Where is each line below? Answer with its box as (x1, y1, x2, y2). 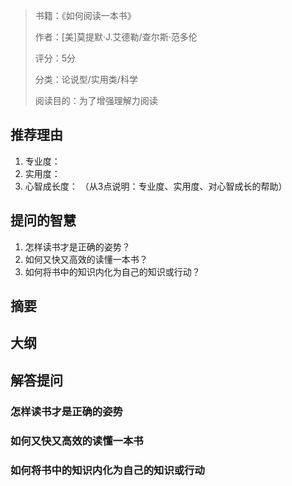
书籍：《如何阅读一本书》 (34, 10, 137, 21)
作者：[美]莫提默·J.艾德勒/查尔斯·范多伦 (34, 31, 198, 43)
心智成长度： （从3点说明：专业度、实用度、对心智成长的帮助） (24, 180, 288, 192)
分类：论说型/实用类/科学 (34, 74, 138, 85)
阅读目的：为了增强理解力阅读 (34, 95, 158, 106)
